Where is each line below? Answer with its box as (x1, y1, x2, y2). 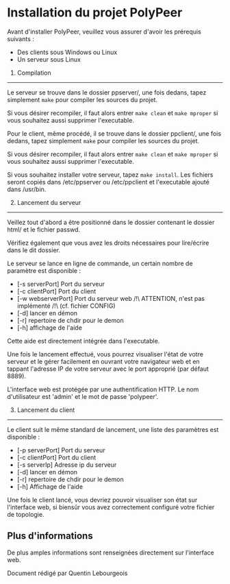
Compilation (16, 69, 51, 77)
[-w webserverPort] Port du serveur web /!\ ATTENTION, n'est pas (16, 294, 205, 302)
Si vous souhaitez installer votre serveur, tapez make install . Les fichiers (7, 170, 214, 179)
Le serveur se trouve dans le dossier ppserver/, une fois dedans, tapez (7, 88, 207, 97)
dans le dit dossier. (7, 245, 60, 254)
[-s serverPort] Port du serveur (16, 280, 105, 288)
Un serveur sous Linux (16, 55, 81, 63)
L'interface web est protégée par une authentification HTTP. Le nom (7, 385, 199, 393)
